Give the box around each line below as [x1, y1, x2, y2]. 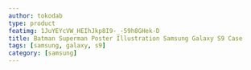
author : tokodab [8, 11, 63, 20]
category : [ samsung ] [8, 49, 78, 57]
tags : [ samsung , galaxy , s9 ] [8, 42, 106, 50]
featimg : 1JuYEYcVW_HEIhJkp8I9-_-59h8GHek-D [8, 27, 160, 35]
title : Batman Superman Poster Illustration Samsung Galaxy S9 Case [8, 34, 243, 43]
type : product [8, 19, 56, 27]
